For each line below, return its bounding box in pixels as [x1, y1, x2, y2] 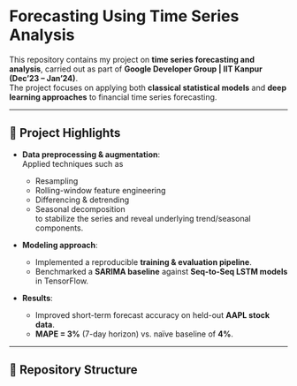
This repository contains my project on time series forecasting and [9, 54, 255, 64]
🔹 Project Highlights [9, 125, 121, 140]
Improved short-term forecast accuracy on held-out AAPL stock [34, 309, 270, 320]
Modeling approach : [21, 239, 99, 250]
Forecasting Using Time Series [9, 6, 240, 26]
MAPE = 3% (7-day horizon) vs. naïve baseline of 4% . [34, 329, 234, 339]
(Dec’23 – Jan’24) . [9, 72, 78, 83]
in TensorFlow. [34, 276, 89, 286]
